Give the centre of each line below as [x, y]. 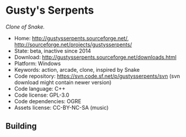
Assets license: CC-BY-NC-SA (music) [61, 107]
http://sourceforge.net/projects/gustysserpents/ [73, 44]
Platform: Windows [37, 63]
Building [21, 126]
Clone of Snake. [25, 27]
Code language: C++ [40, 88]
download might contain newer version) [63, 82]
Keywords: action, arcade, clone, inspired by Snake [77, 69]
